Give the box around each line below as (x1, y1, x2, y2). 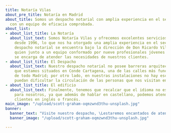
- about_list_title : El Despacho (5, 59, 76, 64)
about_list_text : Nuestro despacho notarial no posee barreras (10, 64, 147, 69)
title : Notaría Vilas (5, 7, 51, 13)
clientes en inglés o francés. (14, 97, 81, 102)
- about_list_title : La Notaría (5, 31, 74, 36)
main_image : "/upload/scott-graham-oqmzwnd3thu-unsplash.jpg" (5, 102, 140, 107)
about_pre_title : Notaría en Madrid (5, 12, 83, 17)
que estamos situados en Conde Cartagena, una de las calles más (14, 69, 156, 74)
